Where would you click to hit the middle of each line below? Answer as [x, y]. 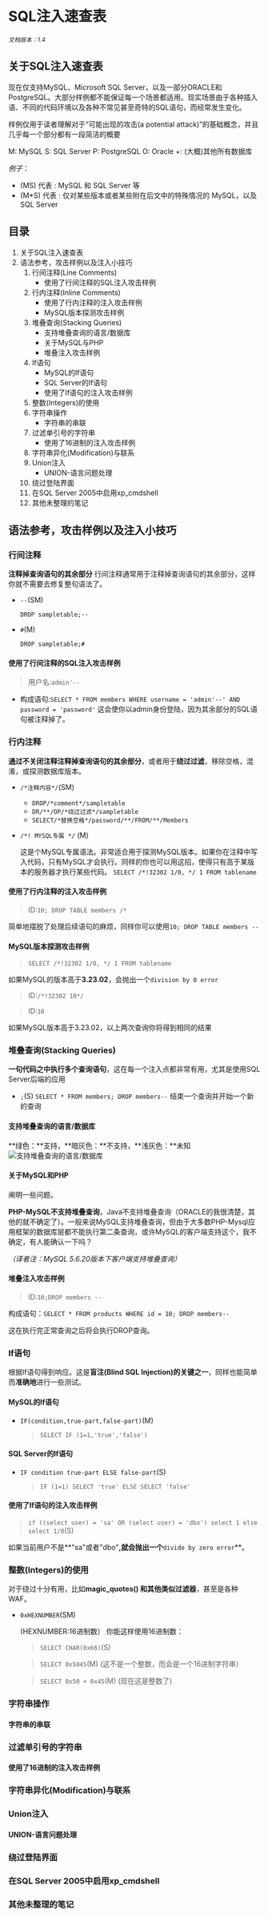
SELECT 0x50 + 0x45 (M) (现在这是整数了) [106, 1681]
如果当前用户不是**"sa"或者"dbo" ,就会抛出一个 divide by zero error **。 [129, 1547]
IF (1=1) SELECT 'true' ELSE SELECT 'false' [115, 1487]
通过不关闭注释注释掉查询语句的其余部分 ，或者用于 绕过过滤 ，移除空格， [127, 761]
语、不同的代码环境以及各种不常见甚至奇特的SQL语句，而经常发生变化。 [127, 107]
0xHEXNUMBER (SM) [48, 1615]
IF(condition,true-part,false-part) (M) [87, 1420]
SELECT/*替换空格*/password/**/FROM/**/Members [110, 820]
